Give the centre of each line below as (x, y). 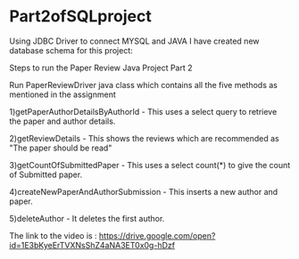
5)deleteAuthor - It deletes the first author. (87, 218)
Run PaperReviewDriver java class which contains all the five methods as (144, 85)
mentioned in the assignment (62, 94)
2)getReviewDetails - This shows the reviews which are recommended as (144, 138)
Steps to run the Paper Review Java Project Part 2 (101, 68)
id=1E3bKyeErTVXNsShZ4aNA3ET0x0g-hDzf (92, 245)
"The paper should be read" (61, 148)
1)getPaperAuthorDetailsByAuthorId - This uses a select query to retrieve (143, 111)
